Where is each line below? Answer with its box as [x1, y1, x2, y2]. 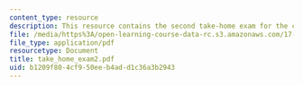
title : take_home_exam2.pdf [9, 55, 115, 64]
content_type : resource [9, 13, 99, 22]
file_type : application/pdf [9, 38, 115, 47]
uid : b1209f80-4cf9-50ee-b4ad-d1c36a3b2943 [9, 64, 176, 73]
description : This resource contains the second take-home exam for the [9, 21, 289, 30]
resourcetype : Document [9, 47, 99, 56]
